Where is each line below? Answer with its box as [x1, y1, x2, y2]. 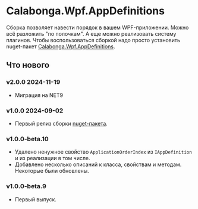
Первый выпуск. [14, 195, 56, 203]
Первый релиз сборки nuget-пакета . [14, 120, 108, 127]
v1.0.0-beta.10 [6, 135, 49, 143]
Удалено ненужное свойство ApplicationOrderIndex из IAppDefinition [14, 148, 192, 155]
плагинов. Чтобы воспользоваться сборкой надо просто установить [6, 36, 180, 43]
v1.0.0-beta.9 [6, 182, 46, 191]
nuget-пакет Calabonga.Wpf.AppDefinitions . [6, 43, 115, 50]
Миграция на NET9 [14, 91, 64, 99]
